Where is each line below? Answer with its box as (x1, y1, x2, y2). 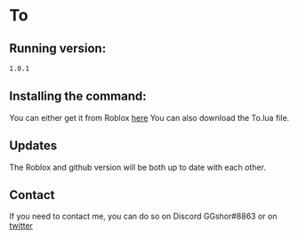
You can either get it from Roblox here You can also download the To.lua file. (9, 112, 290, 123)
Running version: (9, 41, 107, 56)
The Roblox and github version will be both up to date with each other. (9, 162, 267, 172)
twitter (9, 220, 34, 231)
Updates (9, 139, 58, 154)
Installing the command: (9, 89, 147, 104)
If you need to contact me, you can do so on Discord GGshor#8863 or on (9, 211, 278, 222)
